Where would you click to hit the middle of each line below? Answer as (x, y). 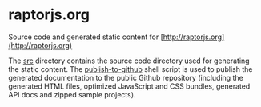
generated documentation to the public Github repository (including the (126, 77)
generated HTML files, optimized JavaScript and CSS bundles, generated (129, 86)
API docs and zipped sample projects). (72, 94)
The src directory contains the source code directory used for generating (129, 61)
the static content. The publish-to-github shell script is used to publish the (130, 69)
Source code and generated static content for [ (86, 37)
